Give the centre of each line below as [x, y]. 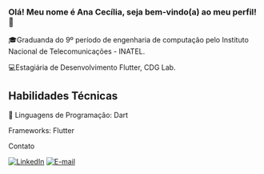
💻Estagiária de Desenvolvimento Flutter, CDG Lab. [92, 67]
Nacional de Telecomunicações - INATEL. [77, 51]
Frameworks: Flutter [41, 131]
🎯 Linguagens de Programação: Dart [68, 115]
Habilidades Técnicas [63, 96]
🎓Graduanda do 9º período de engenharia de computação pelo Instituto [129, 40]
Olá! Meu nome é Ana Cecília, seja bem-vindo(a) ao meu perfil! [133, 12]
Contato [22, 146]
